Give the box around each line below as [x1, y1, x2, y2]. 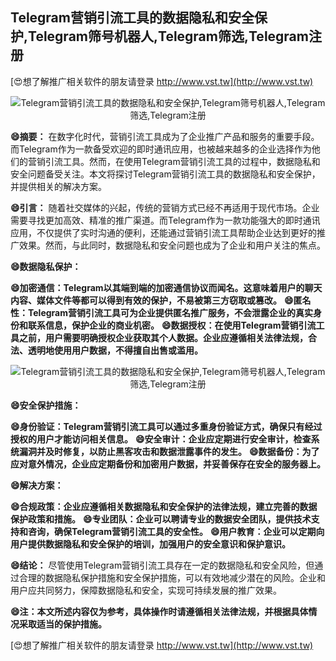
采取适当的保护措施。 [18, 618, 107, 630]
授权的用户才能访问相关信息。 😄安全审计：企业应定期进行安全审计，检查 [10, 433, 312, 445]
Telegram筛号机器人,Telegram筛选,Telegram [28, 28, 309, 45]
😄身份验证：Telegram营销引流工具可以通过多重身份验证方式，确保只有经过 [10, 420, 323, 432]
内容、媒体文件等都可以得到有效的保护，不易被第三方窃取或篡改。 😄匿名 [10, 294, 312, 306]
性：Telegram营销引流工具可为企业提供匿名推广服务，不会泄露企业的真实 [10, 306, 313, 318]
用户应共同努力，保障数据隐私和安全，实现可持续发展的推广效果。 [10, 584, 282, 596]
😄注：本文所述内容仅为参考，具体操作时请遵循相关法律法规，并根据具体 [10, 605, 309, 617]
